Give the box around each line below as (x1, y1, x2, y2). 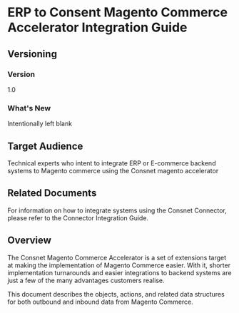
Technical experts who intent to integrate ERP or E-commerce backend (7, 158, 216, 168)
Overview (7, 235, 52, 247)
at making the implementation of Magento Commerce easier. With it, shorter (7, 261, 230, 270)
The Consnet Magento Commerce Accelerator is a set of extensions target (7, 253, 227, 262)
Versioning (7, 48, 57, 60)
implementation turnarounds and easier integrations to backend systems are (7, 268, 232, 277)
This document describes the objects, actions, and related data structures (7, 289, 225, 298)
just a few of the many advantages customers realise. (7, 276, 166, 284)
